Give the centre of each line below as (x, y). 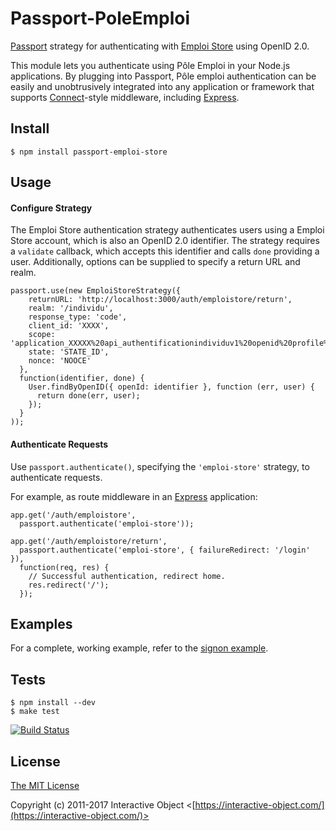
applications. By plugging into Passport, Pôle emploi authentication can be (163, 76)
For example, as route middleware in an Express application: (134, 496)
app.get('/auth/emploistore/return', (89, 541)
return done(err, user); (88, 396)
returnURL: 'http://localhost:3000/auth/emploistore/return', (160, 300)
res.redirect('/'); (69, 585)
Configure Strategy (51, 208)
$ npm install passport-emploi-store (89, 152)
